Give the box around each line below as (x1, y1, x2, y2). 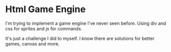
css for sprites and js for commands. (5, 25, 83, 31)
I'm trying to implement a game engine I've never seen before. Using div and (5, 20, 166, 26)
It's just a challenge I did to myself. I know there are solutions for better (5, 35, 155, 41)
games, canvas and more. (5, 40, 60, 46)
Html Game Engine (5, 4, 86, 15)
